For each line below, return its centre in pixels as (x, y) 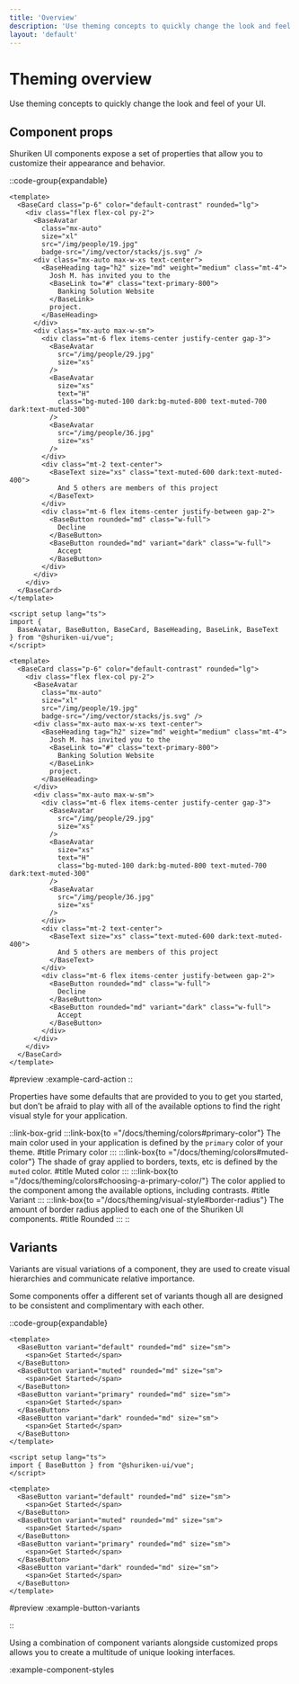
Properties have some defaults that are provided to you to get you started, (146, 1097)
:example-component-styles (62, 1670)
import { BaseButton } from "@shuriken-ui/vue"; (102, 1465)
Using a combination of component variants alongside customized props (144, 1643)
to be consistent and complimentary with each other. (107, 1305)
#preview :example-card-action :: (71, 1079)
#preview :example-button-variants (75, 1608)
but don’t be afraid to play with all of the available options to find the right (145, 1106)
